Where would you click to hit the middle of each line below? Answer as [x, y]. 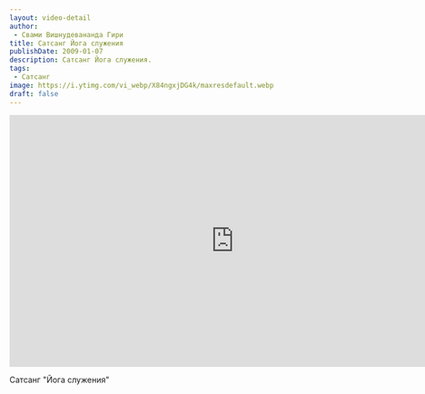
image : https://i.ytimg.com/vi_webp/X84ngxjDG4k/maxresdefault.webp [142, 85]
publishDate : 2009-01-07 [56, 52]
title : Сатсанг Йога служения [67, 43]
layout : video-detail [50, 18]
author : [24, 26]
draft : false [34, 94]
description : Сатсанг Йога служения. [81, 60]
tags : [20, 69]
